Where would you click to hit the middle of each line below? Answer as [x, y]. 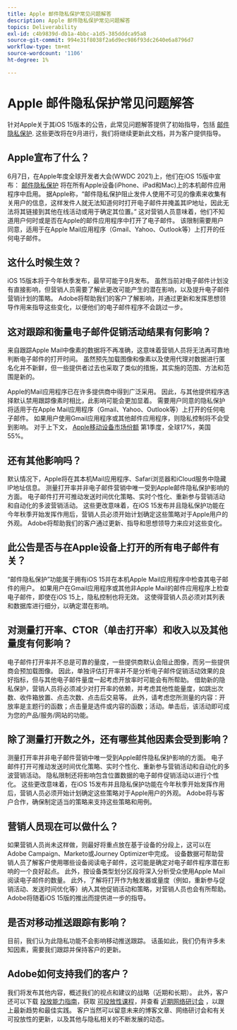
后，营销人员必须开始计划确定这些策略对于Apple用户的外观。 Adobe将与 [113, 793]
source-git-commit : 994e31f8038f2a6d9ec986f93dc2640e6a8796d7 [101, 40]
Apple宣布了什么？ [49, 158]
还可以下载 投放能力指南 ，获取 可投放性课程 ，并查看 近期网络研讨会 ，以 [113, 1001]
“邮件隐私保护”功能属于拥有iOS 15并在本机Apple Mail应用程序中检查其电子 [115, 579]
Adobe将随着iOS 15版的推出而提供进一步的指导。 [79, 898]
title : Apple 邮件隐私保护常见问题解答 [59, 14]
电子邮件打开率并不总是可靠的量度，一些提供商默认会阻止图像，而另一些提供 [119, 662]
